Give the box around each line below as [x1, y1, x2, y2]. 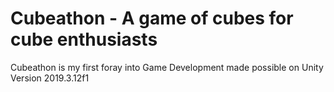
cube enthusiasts [10, 28, 158, 51]
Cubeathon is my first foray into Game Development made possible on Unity [10, 61, 324, 73]
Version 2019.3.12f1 [10, 72, 90, 84]
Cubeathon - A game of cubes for [10, 7, 294, 30]
